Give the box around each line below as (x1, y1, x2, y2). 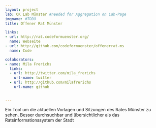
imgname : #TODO (5, 16, 36, 21)
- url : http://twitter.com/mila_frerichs (9, 71, 96, 76)
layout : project (5, 7, 38, 12)
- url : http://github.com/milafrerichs (9, 80, 92, 85)
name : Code (9, 48, 32, 53)
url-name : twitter (14, 75, 52, 80)
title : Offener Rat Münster (5, 21, 63, 26)
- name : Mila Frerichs (5, 62, 52, 66)
